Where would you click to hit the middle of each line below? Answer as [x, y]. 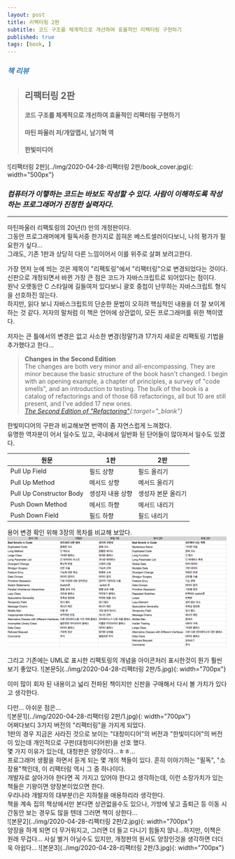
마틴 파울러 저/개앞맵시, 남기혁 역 [69, 132]
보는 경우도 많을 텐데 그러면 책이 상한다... [81, 813]
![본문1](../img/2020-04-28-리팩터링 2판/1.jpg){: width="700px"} [99, 716]
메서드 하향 [105, 504]
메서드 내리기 [156, 504]
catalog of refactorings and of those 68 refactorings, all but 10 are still [125, 397]
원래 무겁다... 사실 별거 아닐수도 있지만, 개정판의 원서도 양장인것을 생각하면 [109, 839]
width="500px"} [31, 174]
